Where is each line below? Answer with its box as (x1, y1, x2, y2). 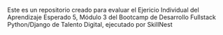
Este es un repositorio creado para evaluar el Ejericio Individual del (7, 6, 199, 14)
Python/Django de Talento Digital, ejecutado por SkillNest (7, 21, 173, 28)
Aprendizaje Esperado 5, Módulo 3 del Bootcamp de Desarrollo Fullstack (7, 13, 217, 21)
